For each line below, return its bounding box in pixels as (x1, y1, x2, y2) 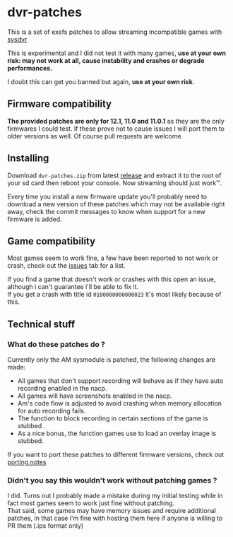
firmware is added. (7, 215, 62, 223)
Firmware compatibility (7, 98, 112, 110)
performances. (7, 64, 53, 72)
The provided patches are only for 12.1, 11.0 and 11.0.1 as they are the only (7, 117, 225, 125)
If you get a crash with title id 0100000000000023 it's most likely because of (7, 290, 222, 299)
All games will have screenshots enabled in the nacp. (17, 391, 172, 400)
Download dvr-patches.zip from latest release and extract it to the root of (7, 171, 222, 179)
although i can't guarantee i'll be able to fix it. (7, 283, 139, 291)
